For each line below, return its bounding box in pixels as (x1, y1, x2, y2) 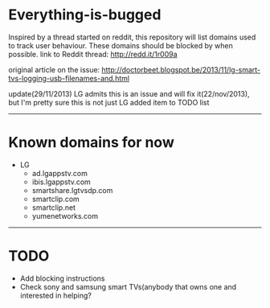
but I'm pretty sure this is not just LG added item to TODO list (8, 97, 210, 107)
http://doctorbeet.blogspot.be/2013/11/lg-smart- (101, 64, 261, 74)
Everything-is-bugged (8, 6, 162, 24)
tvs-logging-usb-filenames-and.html (8, 73, 130, 83)
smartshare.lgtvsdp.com (31, 185, 113, 195)
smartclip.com (31, 194, 80, 203)
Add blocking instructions (19, 273, 105, 283)
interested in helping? (19, 290, 92, 300)
